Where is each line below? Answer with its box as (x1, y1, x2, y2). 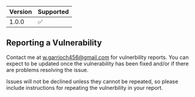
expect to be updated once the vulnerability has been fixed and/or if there (6, 60, 189, 67)
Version (9, 8, 32, 15)
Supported (38, 8, 69, 15)
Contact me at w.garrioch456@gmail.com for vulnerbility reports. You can (6, 54, 189, 61)
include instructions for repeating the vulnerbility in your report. (6, 84, 163, 91)
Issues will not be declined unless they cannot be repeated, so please (6, 77, 179, 85)
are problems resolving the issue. (6, 66, 89, 73)
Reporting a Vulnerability (6, 38, 102, 48)
